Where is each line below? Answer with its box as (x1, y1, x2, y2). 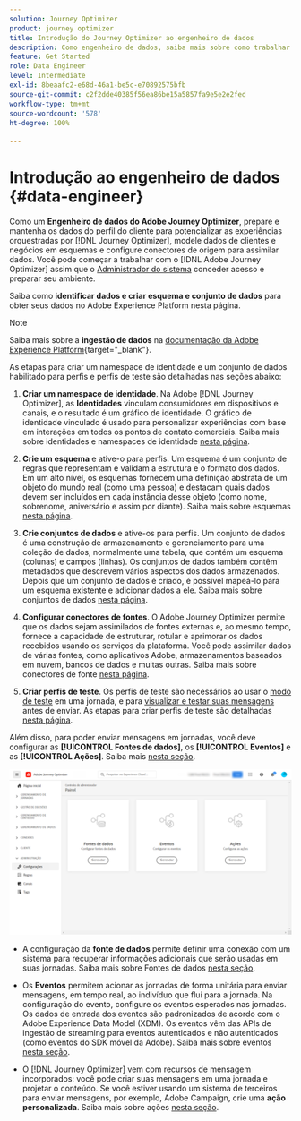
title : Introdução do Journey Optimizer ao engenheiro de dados (9, 33, 254, 42)
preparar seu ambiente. (9, 273, 96, 284)
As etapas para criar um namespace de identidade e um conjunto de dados (9, 362, 288, 372)
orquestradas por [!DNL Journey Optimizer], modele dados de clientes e (9, 235, 276, 246)
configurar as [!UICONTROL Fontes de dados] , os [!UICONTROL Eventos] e (9, 741, 291, 752)
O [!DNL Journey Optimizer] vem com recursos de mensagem (21, 1064, 252, 1074)
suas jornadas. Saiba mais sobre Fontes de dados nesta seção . (21, 963, 255, 973)
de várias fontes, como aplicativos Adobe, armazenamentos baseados (21, 650, 282, 661)
